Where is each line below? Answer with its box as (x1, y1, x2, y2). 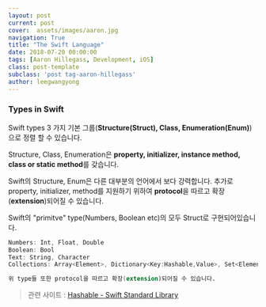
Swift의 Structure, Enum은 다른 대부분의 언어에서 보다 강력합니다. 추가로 (8, 176, 234, 186)
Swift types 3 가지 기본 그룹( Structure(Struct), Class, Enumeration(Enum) (8, 123, 250, 132)
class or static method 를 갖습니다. (8, 159, 120, 169)
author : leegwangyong (8, 78, 80, 85)
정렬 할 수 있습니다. (22, 132, 82, 142)
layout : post (8, 11, 51, 20)
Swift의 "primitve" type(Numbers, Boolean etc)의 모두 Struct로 (8, 213, 210, 222)
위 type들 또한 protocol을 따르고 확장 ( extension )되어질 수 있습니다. (8, 275, 216, 283)
